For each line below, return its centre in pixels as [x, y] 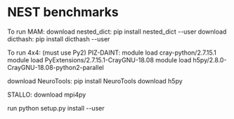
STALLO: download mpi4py [47, 94]
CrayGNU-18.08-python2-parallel [56, 67]
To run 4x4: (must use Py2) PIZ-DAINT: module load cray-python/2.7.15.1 [112, 52]
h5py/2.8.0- [210, 59]
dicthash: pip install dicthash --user [59, 38]
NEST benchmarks [63, 12]
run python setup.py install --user [56, 108]
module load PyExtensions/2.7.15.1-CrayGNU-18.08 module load [99, 59]
